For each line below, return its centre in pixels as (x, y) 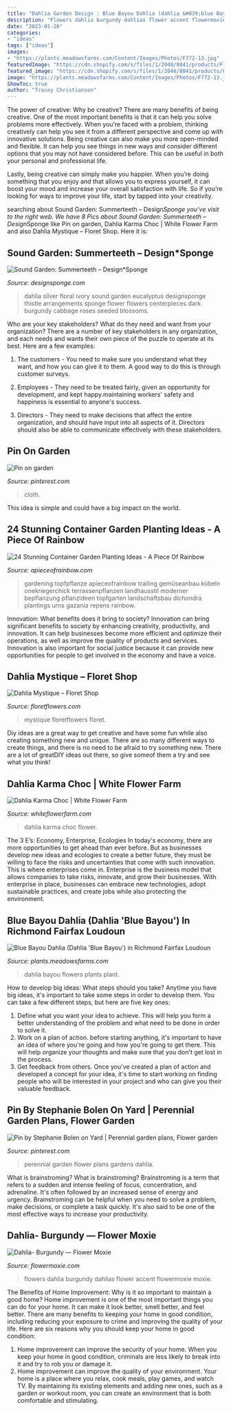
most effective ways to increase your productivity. (78, 1214)
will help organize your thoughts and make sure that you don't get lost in (119, 1052)
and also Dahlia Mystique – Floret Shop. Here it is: (77, 232)
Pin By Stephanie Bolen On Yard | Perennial (101, 1110)
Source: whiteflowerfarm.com (49, 814)
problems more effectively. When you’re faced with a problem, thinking (108, 124)
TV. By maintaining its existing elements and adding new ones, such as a (120, 1386)
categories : (24, 33)
